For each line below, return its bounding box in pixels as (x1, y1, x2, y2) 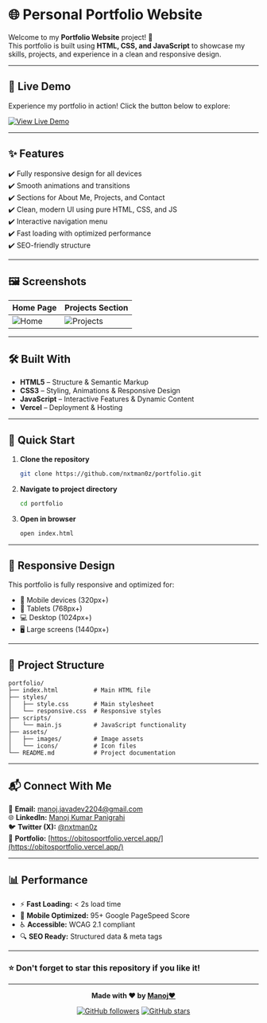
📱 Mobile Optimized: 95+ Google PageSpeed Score (19, 910, 191, 920)
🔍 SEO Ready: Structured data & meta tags (19, 931, 163, 941)
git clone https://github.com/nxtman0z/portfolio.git (19, 470, 202, 478)
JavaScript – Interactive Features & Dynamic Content (19, 394, 195, 404)
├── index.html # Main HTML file (8, 686, 151, 694)
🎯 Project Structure (8, 658, 105, 672)
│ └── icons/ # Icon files (8, 742, 137, 750)
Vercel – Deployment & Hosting (19, 403, 123, 412)
